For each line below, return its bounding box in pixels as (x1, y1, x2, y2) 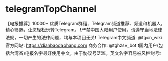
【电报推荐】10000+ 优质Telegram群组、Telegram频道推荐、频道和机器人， (5, 20, 165, 26)
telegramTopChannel (5, 3, 97, 15)
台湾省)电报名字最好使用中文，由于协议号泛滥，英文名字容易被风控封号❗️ (9, 50, 161, 56)
